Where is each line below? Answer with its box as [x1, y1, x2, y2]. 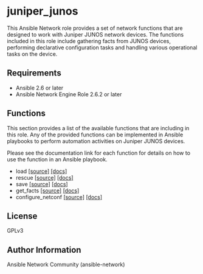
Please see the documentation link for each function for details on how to [7, 149, 191, 156]
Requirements [7, 68, 61, 79]
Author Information [7, 245, 81, 255]
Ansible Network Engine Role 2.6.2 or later [15, 90, 122, 98]
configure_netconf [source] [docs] [15, 193, 103, 200]
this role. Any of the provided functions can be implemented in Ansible [7, 131, 184, 138]
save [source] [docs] [15, 180, 69, 188]
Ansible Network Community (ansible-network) [7, 261, 125, 269]
